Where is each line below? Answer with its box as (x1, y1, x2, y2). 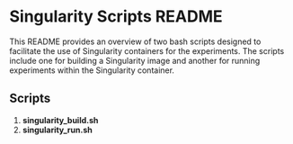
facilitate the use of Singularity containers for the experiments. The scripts (9, 45, 285, 56)
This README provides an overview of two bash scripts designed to (9, 36, 262, 47)
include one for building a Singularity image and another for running (9, 55, 261, 66)
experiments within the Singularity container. (9, 65, 175, 76)
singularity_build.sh (22, 114, 99, 125)
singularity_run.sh (22, 124, 93, 135)
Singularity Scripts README (9, 6, 223, 27)
